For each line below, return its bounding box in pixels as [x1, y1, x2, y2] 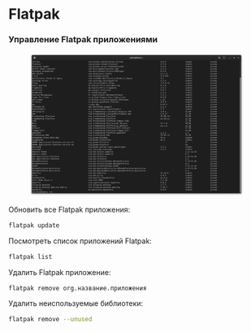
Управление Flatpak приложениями [8, 34, 158, 45]
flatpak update [8, 221, 60, 230]
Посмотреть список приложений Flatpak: [8, 236, 152, 246]
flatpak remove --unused [8, 315, 93, 323]
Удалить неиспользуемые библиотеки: [8, 298, 144, 308]
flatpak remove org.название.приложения [8, 284, 148, 292]
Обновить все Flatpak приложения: [8, 204, 131, 215]
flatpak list [8, 252, 53, 260]
